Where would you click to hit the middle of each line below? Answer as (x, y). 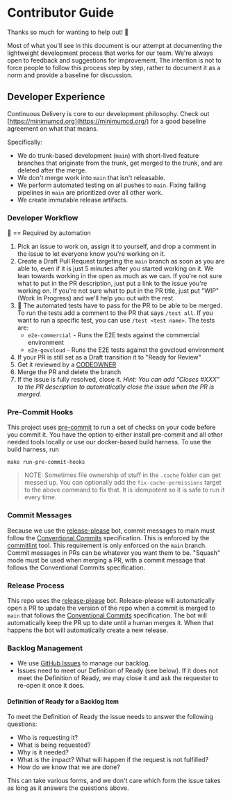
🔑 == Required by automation (49, 233)
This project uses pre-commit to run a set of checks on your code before (111, 427)
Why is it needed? (43, 752)
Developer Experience (56, 97)
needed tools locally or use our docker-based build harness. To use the (109, 442)
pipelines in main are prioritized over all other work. (90, 192)
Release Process (36, 586)
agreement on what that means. (53, 128)
